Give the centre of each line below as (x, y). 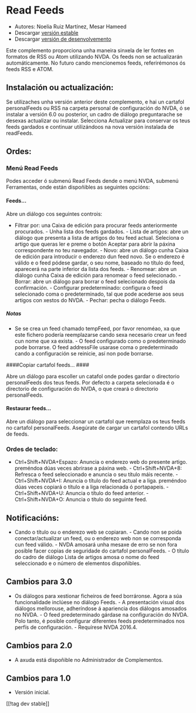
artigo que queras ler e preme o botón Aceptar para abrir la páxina (95, 244)
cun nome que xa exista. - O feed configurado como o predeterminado (100, 341)
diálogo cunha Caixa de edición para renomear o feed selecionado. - (98, 275)
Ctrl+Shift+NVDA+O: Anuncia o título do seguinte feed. (81, 500)
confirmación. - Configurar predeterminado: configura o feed (89, 287)
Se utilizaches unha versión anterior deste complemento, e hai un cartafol (95, 102)
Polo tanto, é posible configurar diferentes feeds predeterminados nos (99, 621)
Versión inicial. (32, 692)
